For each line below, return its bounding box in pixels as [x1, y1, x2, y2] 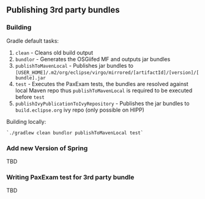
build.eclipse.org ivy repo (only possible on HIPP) [15, 106, 145, 114]
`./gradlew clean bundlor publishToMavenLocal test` [6, 129, 144, 136]
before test [15, 93, 45, 100]
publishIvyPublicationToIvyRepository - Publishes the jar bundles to [15, 99, 190, 107]
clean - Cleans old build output [15, 49, 94, 56]
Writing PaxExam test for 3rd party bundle [6, 173, 135, 181]
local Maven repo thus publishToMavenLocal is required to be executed [15, 87, 193, 94]
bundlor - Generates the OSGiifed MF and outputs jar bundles [15, 55, 171, 63]
